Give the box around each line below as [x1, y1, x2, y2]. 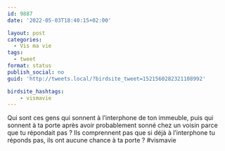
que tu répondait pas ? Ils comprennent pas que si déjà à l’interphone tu [7, 129, 216, 137]
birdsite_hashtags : [7, 88, 65, 95]
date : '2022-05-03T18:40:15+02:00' [7, 17, 112, 24]
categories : [7, 36, 42, 43]
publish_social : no [7, 68, 65, 76]
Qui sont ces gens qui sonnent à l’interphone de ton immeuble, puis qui [7, 114, 214, 122]
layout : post [7, 29, 46, 37]
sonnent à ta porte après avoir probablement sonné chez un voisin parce [7, 121, 218, 130]
